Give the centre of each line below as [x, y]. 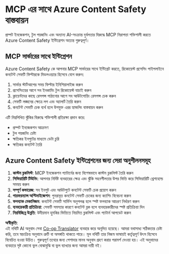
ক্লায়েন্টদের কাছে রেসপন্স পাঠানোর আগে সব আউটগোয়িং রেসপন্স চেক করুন [64, 96]
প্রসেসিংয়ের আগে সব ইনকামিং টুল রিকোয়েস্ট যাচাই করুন [52, 90]
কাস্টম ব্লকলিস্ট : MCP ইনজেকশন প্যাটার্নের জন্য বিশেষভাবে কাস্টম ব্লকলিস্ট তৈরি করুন [73, 173]
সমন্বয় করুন [21, 184]
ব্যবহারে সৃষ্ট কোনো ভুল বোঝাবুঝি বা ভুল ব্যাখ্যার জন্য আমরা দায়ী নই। [54, 245]
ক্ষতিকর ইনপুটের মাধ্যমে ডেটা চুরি [36, 139]
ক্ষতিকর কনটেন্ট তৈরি [27, 144]
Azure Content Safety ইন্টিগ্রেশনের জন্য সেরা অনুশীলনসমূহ [78, 161]
